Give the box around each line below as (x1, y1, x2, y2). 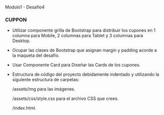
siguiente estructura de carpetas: (12, 77, 80, 83)
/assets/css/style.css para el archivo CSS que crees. (12, 95, 119, 102)
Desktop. (12, 38, 31, 44)
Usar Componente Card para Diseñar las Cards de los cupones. (12, 62, 141, 68)
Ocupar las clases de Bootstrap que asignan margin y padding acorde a (12, 47, 157, 53)
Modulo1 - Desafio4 (5, 4, 45, 10)
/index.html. (12, 105, 37, 111)
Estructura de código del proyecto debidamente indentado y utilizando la (12, 71, 160, 77)
